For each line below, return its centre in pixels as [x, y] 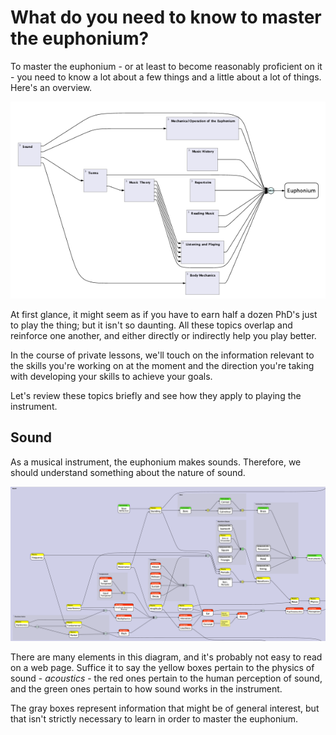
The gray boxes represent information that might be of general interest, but [165, 708]
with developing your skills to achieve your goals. [111, 376]
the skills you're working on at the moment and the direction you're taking [162, 365]
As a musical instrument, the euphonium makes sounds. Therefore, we [156, 462]
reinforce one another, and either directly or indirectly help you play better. [163, 335]
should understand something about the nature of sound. [128, 472]
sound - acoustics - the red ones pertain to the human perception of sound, [166, 678]
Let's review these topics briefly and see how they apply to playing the [156, 395]
